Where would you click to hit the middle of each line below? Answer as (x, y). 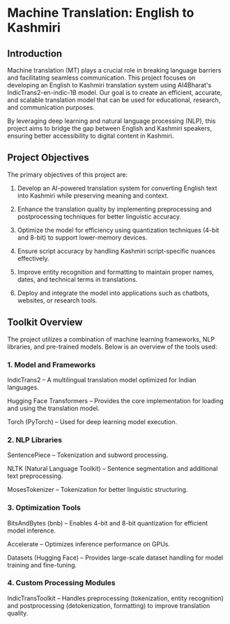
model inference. (31, 530)
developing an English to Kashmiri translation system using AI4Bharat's (109, 85)
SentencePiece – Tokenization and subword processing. (88, 455)
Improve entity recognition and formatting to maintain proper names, (116, 272)
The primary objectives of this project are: (68, 174)
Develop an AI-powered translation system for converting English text (117, 188)
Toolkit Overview (45, 322)
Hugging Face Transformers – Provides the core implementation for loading (116, 400)
